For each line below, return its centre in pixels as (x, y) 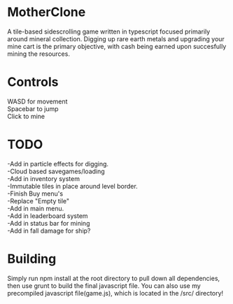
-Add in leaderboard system (48, 216)
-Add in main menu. (36, 208)
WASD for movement (37, 101)
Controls (33, 82)
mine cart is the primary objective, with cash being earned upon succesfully (117, 46)
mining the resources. (38, 54)
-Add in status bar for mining (49, 223)
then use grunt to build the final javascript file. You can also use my (104, 285)
